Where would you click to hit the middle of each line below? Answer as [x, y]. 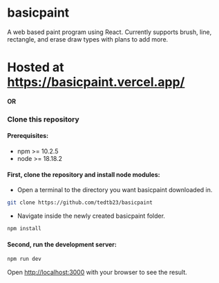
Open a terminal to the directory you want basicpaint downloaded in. [115, 190]
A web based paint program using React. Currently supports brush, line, [109, 32]
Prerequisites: [28, 136]
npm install [24, 229]
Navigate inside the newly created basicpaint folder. [91, 216]
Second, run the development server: [62, 244]
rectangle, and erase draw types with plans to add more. [88, 39]
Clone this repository [43, 119]
